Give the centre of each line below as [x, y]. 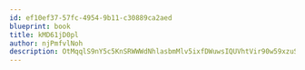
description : [34, 52]
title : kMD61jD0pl [44, 35]
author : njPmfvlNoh [46, 43]
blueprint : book [40, 26]
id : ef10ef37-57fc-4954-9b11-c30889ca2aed [91, 18]
